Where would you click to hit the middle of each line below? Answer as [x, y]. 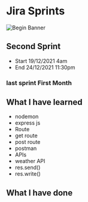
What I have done [40, 193]
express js [28, 123]
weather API [30, 161]
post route [28, 142]
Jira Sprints [36, 11]
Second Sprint [34, 46]
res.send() [28, 168]
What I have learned [44, 102]
